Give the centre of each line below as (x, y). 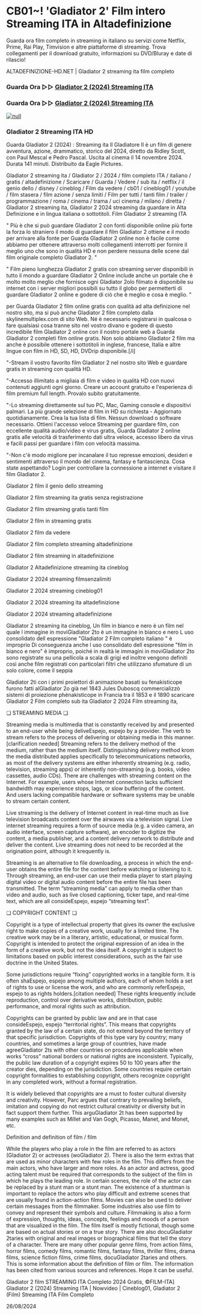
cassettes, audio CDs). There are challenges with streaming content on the (99, 776)
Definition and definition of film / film (52, 1137)
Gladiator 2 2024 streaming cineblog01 (54, 591)
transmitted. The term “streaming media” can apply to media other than (95, 889)
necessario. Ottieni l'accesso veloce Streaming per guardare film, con (93, 425)
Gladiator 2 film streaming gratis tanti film (57, 509)
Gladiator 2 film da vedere (38, 533)
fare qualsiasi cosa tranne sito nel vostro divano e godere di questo (90, 325)
